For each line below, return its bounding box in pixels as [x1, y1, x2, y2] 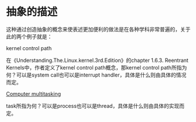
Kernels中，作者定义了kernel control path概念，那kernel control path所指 [6, 64, 183, 71]
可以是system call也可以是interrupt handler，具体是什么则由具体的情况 [16, 71, 187, 78]
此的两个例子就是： [6, 33, 53, 40]
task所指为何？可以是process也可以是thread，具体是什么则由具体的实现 [6, 102, 180, 109]
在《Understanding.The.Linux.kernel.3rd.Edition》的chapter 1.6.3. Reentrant [6, 57, 189, 64]
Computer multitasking [6, 90, 61, 97]
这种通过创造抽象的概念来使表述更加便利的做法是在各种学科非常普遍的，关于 [6, 26, 191, 33]
